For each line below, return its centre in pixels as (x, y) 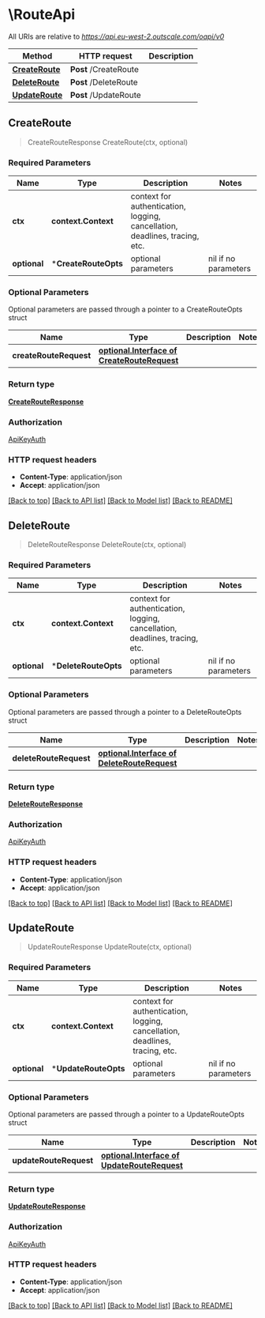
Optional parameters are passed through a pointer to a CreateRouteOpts (125, 309)
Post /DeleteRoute (104, 82)
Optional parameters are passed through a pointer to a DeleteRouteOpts (125, 712)
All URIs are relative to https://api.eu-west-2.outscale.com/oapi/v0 (116, 36)
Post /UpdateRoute (106, 95)
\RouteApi (42, 15)
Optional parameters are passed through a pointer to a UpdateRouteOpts (126, 1114)
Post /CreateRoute (105, 69)
